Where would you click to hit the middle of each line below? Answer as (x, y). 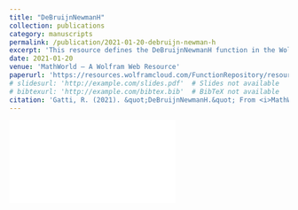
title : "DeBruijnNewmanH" (57, 17)
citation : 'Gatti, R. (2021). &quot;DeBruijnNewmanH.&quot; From (132, 100)
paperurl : (27, 75)
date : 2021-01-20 (41, 58)
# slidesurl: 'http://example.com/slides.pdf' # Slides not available (144, 83)
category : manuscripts (51, 34)
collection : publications (57, 26)
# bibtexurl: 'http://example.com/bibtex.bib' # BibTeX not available (144, 91)
